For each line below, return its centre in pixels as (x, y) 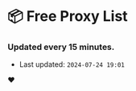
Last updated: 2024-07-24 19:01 (72, 64)
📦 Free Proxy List (68, 17)
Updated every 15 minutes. (61, 48)
